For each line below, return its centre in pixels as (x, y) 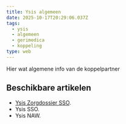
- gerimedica (28, 40)
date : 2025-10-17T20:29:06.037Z (47, 18)
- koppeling (27, 46)
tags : (13, 23)
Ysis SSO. (27, 109)
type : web (19, 52)
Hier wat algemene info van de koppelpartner (63, 69)
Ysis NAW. (28, 115)
